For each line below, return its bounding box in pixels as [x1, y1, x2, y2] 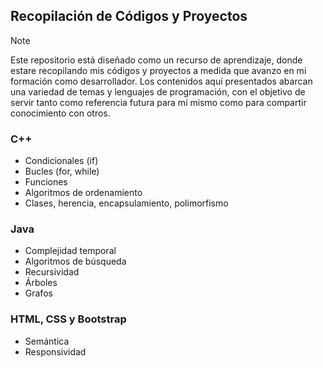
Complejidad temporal [24, 245, 117, 257]
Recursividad [24, 266, 80, 278]
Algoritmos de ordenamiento [24, 187, 143, 199]
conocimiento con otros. [10, 107, 111, 119]
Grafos [24, 287, 53, 299]
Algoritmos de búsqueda [24, 255, 127, 268]
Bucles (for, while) [24, 165, 100, 178]
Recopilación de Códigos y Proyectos [10, 8, 248, 25]
